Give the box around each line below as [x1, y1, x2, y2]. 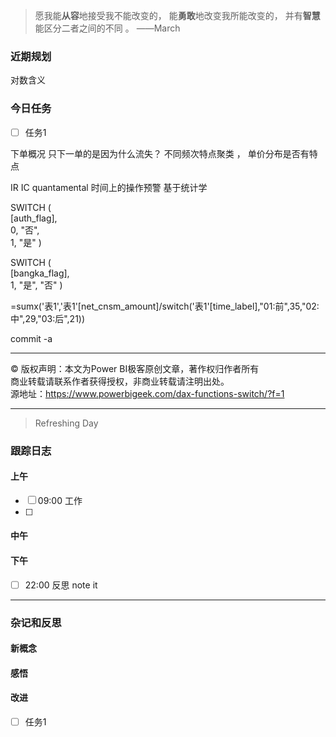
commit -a [10, 332, 53, 344]
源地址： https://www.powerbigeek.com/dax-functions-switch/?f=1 [10, 387, 285, 399]
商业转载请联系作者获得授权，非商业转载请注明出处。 [10, 375, 230, 387]
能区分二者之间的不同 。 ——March [34, 22, 181, 34]
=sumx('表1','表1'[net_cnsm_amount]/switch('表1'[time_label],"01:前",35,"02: [10, 300, 320, 312]
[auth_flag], [10, 212, 58, 224]
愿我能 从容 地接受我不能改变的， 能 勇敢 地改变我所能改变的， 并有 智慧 [34, 10, 321, 21]
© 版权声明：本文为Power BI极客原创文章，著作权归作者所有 [10, 362, 260, 374]
